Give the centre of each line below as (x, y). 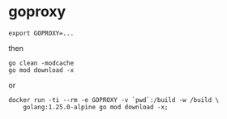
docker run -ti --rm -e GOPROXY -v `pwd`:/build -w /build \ (114, 100)
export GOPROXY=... (41, 33)
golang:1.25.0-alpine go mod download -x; (96, 107)
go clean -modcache (41, 63)
